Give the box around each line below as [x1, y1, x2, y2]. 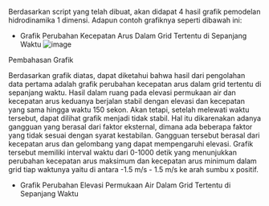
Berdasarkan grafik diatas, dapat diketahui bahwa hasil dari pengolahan [8, 71, 246, 80]
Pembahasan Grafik [8, 56, 74, 64]
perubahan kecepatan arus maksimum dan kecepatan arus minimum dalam [8, 156, 257, 166]
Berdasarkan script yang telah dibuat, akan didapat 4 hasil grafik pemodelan [8, 7, 261, 16]
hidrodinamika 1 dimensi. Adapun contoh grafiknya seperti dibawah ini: [8, 15, 243, 25]
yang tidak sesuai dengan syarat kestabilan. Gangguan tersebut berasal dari [8, 130, 260, 140]
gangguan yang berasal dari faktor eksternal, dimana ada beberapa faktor [8, 122, 253, 131]
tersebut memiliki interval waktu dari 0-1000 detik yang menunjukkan [8, 148, 237, 157]
